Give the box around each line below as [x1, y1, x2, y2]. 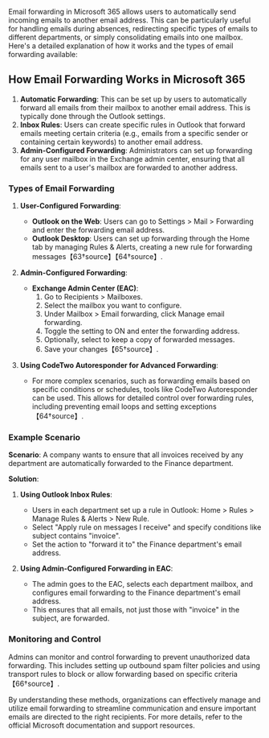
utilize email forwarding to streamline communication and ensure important [8, 703, 257, 713]
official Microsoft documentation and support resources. [8, 720, 195, 730]
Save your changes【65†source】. [43, 344, 159, 354]
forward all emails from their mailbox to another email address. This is [19, 102, 251, 112]
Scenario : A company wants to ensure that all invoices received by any [8, 450, 243, 460]
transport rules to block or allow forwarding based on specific [8, 669, 213, 678]
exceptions [180, 402, 217, 411]
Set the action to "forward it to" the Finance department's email [31, 539, 243, 550]
